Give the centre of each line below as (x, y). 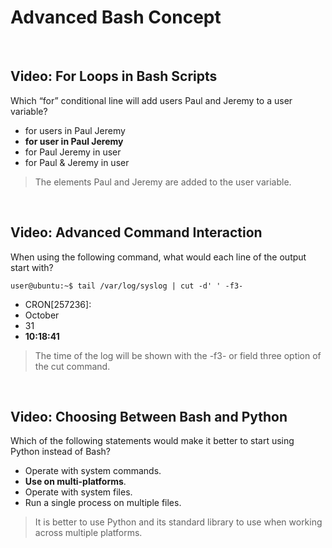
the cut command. (72, 366)
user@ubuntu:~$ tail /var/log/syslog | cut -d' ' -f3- (127, 286)
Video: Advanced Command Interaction (136, 232)
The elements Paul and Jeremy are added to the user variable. (163, 182)
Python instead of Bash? (61, 452)
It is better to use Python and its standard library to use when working (178, 522)
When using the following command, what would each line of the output (158, 257)
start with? (32, 267)
